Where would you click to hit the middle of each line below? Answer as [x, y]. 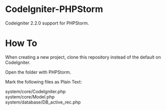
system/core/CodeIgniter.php [35, 91]
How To [21, 43]
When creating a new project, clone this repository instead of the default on [83, 57]
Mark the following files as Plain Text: [44, 81]
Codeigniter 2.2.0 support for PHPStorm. [47, 23]
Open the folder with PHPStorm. [38, 72]
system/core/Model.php [30, 96]
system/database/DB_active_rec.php [43, 102]
